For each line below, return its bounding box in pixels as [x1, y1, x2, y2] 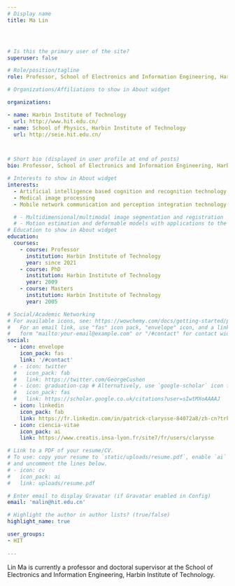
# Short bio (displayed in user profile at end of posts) [7, 155, 180, 163]
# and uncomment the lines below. [7, 460, 108, 467]
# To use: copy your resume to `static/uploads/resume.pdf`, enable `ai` [7, 454, 227, 461]
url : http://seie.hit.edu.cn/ [13, 131, 101, 138]
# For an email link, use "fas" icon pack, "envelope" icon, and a [7, 323, 215, 331]
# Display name [7, 10, 52, 18]
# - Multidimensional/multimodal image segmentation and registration [13, 214, 224, 221]
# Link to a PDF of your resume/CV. [7, 447, 114, 454]
